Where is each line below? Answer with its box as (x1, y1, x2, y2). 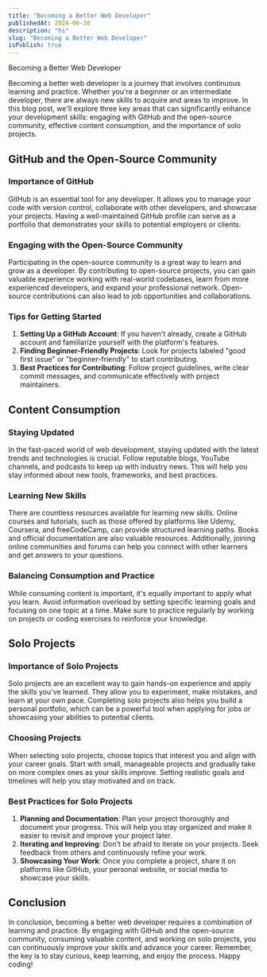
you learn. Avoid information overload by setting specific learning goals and (8, 597, 256, 606)
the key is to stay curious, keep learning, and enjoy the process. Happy (8, 951, 241, 960)
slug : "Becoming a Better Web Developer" (8, 33, 148, 42)
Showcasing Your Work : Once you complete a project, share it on (19, 856, 237, 866)
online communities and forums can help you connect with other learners (8, 542, 248, 551)
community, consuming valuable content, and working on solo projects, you (8, 934, 257, 944)
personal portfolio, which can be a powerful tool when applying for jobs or (8, 704, 251, 714)
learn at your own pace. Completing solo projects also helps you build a (8, 695, 243, 705)
